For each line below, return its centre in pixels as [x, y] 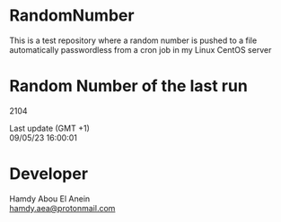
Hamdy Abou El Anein [50, 199]
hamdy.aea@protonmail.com [62, 208]
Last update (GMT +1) [49, 128]
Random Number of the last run [129, 86]
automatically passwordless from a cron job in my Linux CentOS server [140, 49]
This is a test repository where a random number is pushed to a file [133, 40]
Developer [48, 174]
